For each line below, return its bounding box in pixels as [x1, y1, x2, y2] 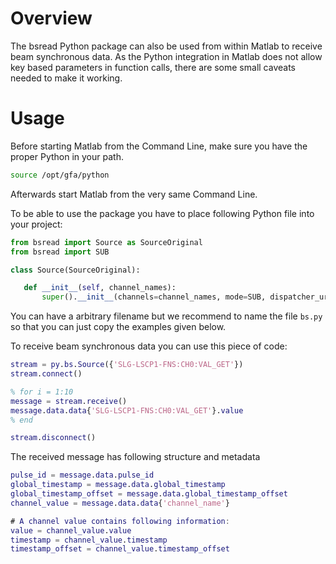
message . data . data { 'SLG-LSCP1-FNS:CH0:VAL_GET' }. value [10, 405, 244, 416]
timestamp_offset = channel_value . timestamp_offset [10, 544, 230, 554]
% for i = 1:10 [10, 387, 74, 397]
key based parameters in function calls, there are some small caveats [10, 61, 296, 73]
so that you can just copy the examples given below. [10, 321, 227, 333]
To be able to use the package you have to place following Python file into [10, 207, 315, 219]
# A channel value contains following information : [10, 516, 230, 526]
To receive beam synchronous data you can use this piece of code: [10, 340, 288, 352]
